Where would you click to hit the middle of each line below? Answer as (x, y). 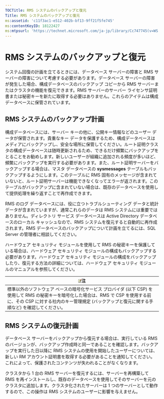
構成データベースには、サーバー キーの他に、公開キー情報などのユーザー (78, 132)
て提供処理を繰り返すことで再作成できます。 (50, 193)
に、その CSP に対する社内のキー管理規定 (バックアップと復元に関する (78, 301)
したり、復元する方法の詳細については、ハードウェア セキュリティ (72, 263)
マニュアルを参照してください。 (45, 269)
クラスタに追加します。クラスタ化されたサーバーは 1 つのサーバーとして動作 (82, 385)
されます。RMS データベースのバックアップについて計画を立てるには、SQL (81, 228)
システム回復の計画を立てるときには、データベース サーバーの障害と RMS (79, 72)
